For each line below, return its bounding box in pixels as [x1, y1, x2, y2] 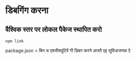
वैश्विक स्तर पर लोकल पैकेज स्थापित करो [5, 25, 102, 34]
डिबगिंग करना [5, 5, 48, 16]
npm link [5, 39, 24, 44]
